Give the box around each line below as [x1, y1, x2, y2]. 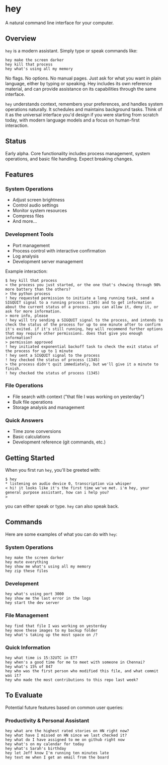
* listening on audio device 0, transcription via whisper [5, 481, 132, 486]
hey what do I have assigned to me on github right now [5, 737, 125, 742]
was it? [5, 673, 22, 678]
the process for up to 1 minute [5, 348, 73, 353]
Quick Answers [5, 417, 44, 424]
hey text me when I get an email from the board [5, 755, 109, 760]
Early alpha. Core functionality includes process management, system [5, 150, 150, 156]
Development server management [12, 258, 83, 265]
